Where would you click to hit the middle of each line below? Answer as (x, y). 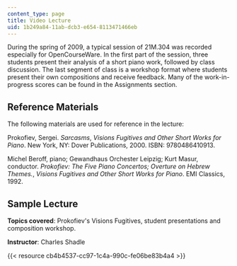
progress (21, 85)
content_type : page (36, 14)
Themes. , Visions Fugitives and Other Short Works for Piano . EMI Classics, (116, 174)
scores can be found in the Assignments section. (106, 85)
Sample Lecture (43, 203)
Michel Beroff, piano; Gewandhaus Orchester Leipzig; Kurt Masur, (103, 159)
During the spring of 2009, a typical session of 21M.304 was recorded (110, 47)
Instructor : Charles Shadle (46, 242)
